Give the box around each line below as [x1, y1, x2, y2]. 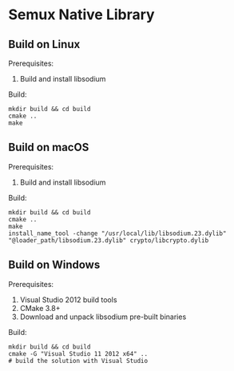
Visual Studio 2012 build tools [19, 294, 117, 305]
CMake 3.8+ [19, 303, 61, 313]
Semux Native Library [8, 6, 155, 24]
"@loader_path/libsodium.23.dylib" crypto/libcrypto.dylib [8, 236, 209, 245]
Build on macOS [8, 141, 89, 154]
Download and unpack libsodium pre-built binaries [19, 312, 187, 321]
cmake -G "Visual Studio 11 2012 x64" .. [8, 349, 149, 357]
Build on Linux [8, 38, 81, 51]
